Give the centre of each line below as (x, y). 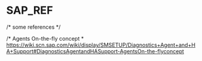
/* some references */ (34, 27)
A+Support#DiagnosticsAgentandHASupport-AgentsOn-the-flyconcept (95, 51)
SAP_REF (30, 10)
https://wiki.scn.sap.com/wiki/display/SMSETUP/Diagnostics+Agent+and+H (101, 45)
